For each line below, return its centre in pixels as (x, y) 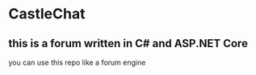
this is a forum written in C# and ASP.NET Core (128, 43)
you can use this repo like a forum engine (77, 62)
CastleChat (47, 14)
